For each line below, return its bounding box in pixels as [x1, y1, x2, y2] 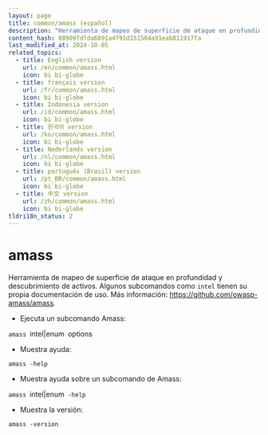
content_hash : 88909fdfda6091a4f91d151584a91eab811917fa [8, 34, 202, 42]
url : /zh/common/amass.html [22, 197, 116, 205]
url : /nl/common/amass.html [22, 152, 116, 160]
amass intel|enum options [8, 329, 93, 339]
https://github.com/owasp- [169, 290, 258, 299]
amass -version [8, 421, 59, 429]
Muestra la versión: [19, 405, 84, 415]
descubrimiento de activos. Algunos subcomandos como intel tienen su [8, 281, 247, 291]
